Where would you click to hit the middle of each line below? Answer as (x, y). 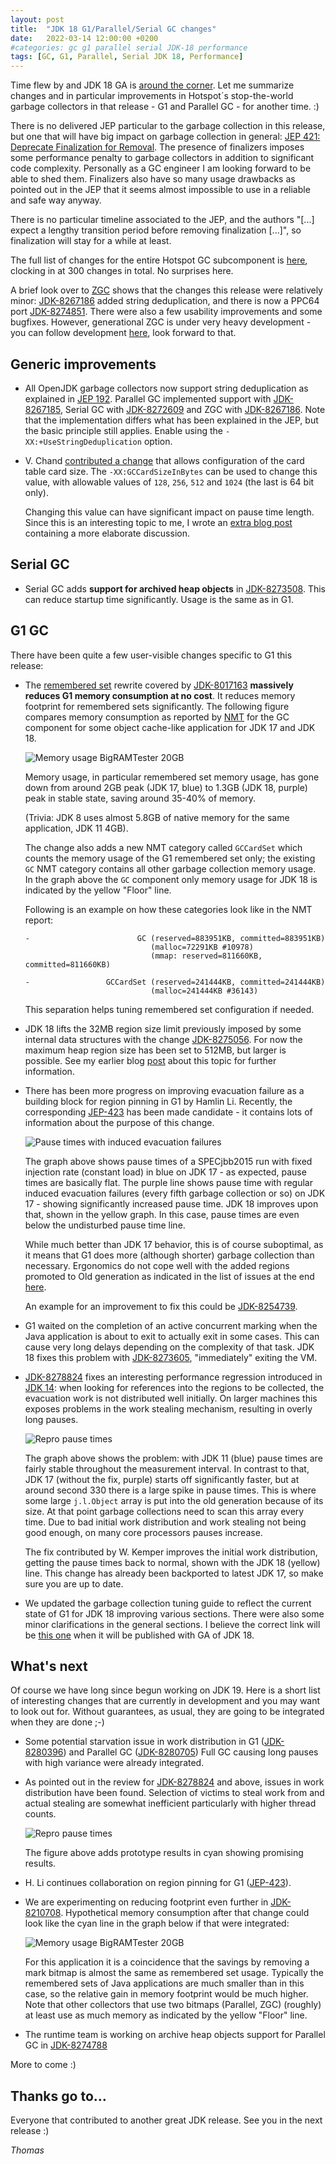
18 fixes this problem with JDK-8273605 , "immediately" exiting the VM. (171, 1357)
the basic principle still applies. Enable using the (124, 430)
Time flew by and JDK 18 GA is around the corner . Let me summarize (152, 85)
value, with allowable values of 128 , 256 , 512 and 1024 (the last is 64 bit (169, 482)
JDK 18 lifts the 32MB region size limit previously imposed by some (163, 1028)
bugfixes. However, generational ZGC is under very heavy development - (161, 322)
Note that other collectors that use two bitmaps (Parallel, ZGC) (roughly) (173, 2005)
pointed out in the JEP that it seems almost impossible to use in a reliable (160, 190)
